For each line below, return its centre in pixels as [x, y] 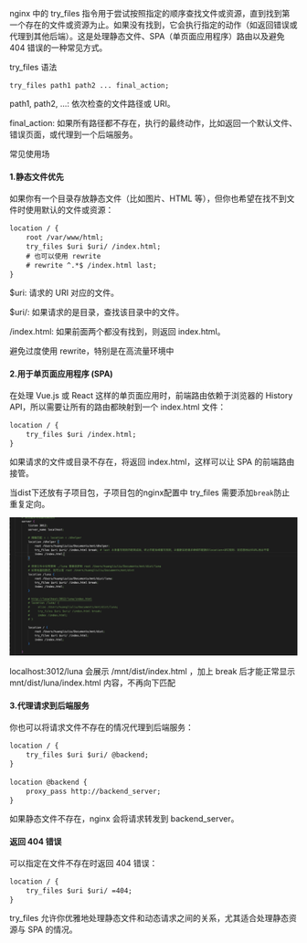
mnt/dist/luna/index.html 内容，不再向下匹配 [93, 683]
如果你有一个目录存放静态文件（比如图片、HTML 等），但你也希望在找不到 [148, 198]
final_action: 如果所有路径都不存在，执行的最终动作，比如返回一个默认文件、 [153, 123]
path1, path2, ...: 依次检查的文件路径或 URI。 [92, 104]
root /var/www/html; [65, 238]
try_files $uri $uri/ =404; [79, 891]
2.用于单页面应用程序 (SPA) [61, 374]
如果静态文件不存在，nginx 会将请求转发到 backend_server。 [124, 819]
